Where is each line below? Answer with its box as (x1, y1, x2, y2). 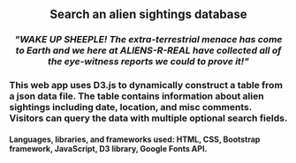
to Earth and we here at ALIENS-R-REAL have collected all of (15, 44, 282, 56)
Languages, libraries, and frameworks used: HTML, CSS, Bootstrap (9, 134, 261, 144)
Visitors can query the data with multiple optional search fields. (9, 112, 288, 124)
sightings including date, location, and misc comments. (9, 101, 252, 114)
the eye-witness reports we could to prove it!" (47, 56, 250, 68)
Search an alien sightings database (49, 7, 247, 22)
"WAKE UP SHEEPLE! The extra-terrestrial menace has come (14, 33, 283, 46)
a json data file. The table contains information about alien (9, 90, 264, 102)
